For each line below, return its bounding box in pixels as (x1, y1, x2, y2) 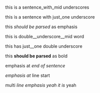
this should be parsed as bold (5, 53, 68, 59)
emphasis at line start (5, 72, 50, 78)
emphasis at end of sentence (5, 63, 65, 68)
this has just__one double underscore (5, 43, 83, 49)
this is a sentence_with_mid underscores (5, 5, 89, 10)
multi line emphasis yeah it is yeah (5, 82, 77, 88)
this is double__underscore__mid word (5, 34, 84, 39)
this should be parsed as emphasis (5, 24, 78, 30)
